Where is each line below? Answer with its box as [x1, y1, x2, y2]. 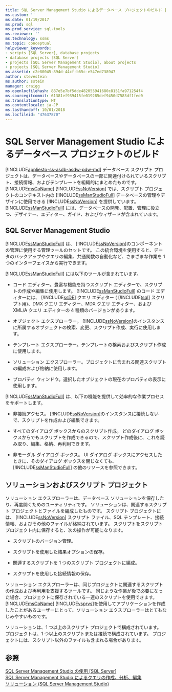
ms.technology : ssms [5, 36, 50, 41]
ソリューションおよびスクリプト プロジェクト [5, 481, 148, 489]
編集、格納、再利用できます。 [30, 440, 93, 447]
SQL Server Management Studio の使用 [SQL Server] [5, 668, 117, 674]
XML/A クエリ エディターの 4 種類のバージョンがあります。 [12, 307, 138, 313]
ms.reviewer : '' [5, 31, 40, 36]
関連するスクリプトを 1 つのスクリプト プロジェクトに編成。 [12, 560, 140, 566]
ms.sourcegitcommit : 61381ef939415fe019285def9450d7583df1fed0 [5, 93, 143, 98]
